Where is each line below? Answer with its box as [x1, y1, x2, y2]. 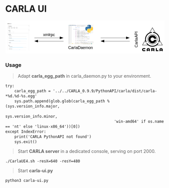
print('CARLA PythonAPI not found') [14, 134, 92, 139]
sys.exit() [14, 139, 37, 144]
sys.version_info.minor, [5, 114, 58, 119]
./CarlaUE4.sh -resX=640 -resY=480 [5, 159, 80, 164]
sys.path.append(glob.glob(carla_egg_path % [14, 99, 110, 104]
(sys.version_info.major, [5, 104, 60, 109]
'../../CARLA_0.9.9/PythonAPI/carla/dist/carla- [53, 88, 157, 93]
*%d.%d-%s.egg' [5, 93, 37, 99]
